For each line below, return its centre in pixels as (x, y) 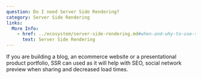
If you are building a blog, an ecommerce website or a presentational (91, 57)
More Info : (25, 28)
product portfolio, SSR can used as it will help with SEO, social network (94, 63)
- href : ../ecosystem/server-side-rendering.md (78, 34)
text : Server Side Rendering (59, 39)
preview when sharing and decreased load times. (67, 69)
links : (14, 23)
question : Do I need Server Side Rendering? (63, 12)
